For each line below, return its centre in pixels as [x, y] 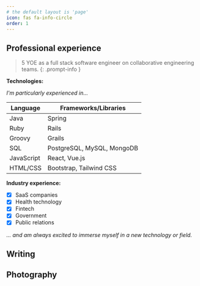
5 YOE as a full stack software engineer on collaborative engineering [108, 63]
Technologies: [25, 81]
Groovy [20, 138]
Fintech [25, 209]
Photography [32, 275]
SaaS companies [36, 195]
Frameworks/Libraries [93, 108]
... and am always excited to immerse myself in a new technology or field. [99, 235]
